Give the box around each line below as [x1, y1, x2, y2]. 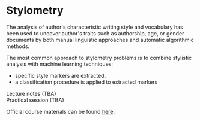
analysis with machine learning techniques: [6, 60, 113, 68]
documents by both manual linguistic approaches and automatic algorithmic [6, 36, 194, 43]
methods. [6, 43, 30, 50]
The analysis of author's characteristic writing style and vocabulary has [6, 23, 183, 31]
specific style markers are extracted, [14, 72, 106, 79]
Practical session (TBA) [6, 96, 64, 104]
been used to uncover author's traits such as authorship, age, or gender [6, 29, 184, 37]
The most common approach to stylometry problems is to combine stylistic [6, 54, 192, 61]
